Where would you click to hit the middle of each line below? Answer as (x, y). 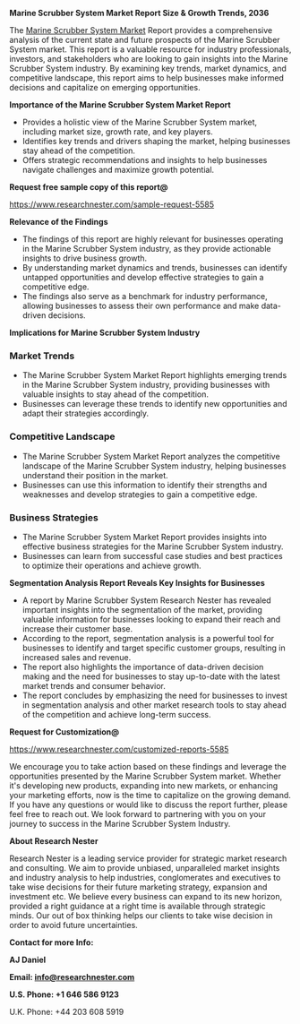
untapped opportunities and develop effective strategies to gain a (143, 277)
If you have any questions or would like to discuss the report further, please (149, 805)
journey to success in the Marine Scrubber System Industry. (120, 823)
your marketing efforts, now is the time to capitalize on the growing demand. (150, 795)
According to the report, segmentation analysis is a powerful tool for (148, 638)
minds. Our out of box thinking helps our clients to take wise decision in (141, 915)
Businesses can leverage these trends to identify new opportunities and (155, 404)
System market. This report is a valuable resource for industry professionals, (150, 49)
